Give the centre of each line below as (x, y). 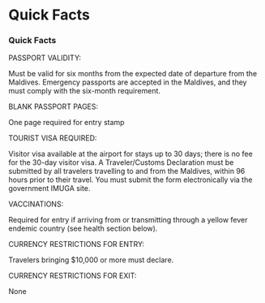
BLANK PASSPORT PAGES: (53, 106)
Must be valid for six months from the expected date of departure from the (133, 74)
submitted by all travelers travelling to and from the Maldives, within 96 (127, 171)
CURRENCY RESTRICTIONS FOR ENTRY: (76, 245)
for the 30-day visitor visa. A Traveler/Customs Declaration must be (121, 162)
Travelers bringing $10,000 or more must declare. (91, 260)
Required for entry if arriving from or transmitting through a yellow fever (128, 220)
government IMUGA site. (49, 188)
